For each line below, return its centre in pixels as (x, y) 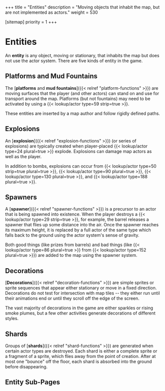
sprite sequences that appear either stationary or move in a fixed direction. (81, 288)
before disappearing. (26, 367)
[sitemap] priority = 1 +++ (31, 22)
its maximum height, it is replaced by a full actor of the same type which (78, 230)
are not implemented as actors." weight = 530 (51, 12)
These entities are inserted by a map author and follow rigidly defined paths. (82, 113)
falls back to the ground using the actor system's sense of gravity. (72, 235)
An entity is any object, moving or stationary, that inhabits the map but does (82, 55)
